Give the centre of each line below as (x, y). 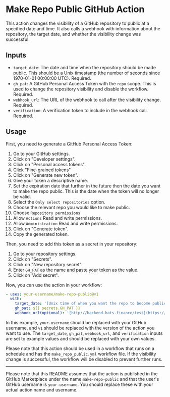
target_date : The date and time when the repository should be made (84, 67)
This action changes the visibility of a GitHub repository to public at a (77, 23)
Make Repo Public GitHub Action (75, 9)
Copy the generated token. (41, 234)
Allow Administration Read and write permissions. (65, 223)
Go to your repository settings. (45, 254)
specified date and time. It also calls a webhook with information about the (83, 28)
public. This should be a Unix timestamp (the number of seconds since (87, 73)
